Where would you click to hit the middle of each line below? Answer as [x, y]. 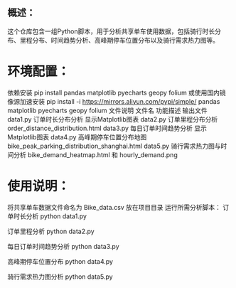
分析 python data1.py [57, 216]
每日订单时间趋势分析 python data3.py [63, 246]
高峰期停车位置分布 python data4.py [60, 261]
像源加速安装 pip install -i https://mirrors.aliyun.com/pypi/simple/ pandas [114, 101]
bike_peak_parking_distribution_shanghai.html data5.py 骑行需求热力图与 [114, 146]
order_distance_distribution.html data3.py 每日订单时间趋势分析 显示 [107, 128]
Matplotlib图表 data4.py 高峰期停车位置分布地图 [77, 137]
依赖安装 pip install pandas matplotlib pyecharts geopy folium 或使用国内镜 [117, 92]
